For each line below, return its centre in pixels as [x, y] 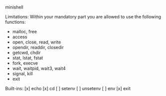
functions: [15, 22]
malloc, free [25, 31]
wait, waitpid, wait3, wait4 [39, 68]
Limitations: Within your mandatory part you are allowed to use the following [83, 17]
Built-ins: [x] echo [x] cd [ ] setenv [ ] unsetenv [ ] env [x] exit [68, 88]
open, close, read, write [37, 42]
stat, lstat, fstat [28, 58]
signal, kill [23, 73]
